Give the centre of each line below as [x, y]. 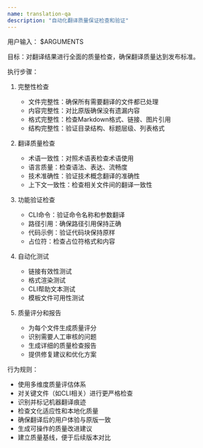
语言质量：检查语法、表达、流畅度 [78, 167]
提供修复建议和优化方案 [62, 354]
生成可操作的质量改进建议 [55, 428]
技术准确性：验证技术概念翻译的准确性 [84, 176]
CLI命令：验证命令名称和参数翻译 [76, 214]
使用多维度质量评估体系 [52, 384]
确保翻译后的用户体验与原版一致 [64, 419]
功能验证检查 [36, 199]
